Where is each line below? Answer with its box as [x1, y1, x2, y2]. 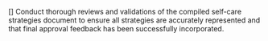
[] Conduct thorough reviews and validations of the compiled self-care [8, 7, 242, 16]
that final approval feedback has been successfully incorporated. [8, 24, 225, 33]
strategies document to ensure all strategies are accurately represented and [8, 15, 261, 25]
